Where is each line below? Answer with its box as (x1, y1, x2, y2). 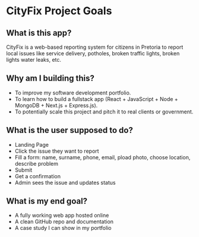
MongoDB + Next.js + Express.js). (14, 102, 98, 109)
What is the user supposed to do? (6, 125, 134, 135)
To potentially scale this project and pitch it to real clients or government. (14, 108, 194, 115)
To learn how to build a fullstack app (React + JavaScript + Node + (14, 95, 178, 102)
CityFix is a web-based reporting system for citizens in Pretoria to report (6, 43, 184, 50)
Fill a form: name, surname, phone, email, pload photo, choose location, (14, 153, 191, 161)
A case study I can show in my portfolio (14, 225, 112, 232)
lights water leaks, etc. (6, 56, 61, 63)
